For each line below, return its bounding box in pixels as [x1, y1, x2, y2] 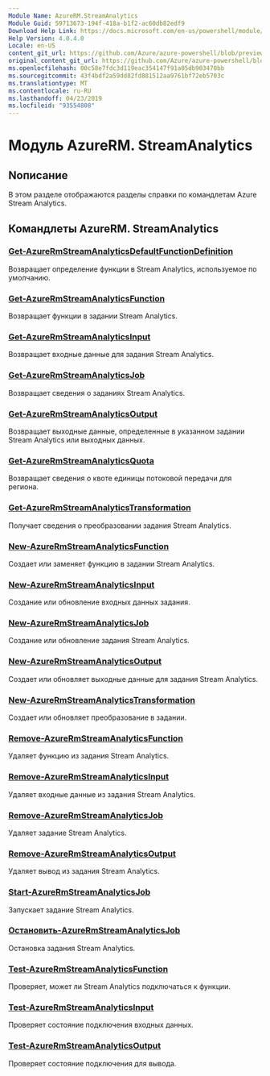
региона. [8, 482, 39, 492]
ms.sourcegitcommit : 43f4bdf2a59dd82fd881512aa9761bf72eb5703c [8, 72, 225, 80]
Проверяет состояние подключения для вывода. [8, 1058, 177, 1068]
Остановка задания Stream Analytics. [8, 943, 136, 953]
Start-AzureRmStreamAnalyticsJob [8, 887, 151, 898]
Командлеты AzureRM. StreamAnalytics [8, 222, 219, 235]
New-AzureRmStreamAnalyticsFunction [8, 541, 170, 552]
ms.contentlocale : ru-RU [8, 86, 92, 95]
